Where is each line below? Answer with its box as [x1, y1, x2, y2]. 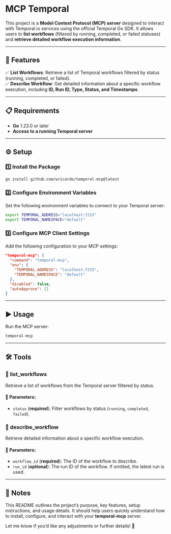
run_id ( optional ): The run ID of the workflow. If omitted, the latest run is [12, 464, 164, 470]
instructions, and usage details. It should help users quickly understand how [5, 507, 165, 514]
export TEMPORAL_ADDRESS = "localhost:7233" [5, 212, 97, 217]
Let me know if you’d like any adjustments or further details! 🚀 [5, 523, 135, 529]
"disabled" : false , [10, 281, 51, 286]
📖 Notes [5, 489, 31, 497]
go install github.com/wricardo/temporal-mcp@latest [5, 177, 120, 182]
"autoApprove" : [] [10, 286, 49, 292]
